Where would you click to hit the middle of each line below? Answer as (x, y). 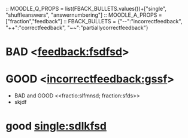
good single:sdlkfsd (56, 126)
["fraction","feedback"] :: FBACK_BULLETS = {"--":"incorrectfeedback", (94, 21)
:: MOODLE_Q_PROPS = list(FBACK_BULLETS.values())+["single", (86, 9)
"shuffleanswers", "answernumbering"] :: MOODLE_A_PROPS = (84, 15)
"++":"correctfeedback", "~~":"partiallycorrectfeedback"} (77, 27)
